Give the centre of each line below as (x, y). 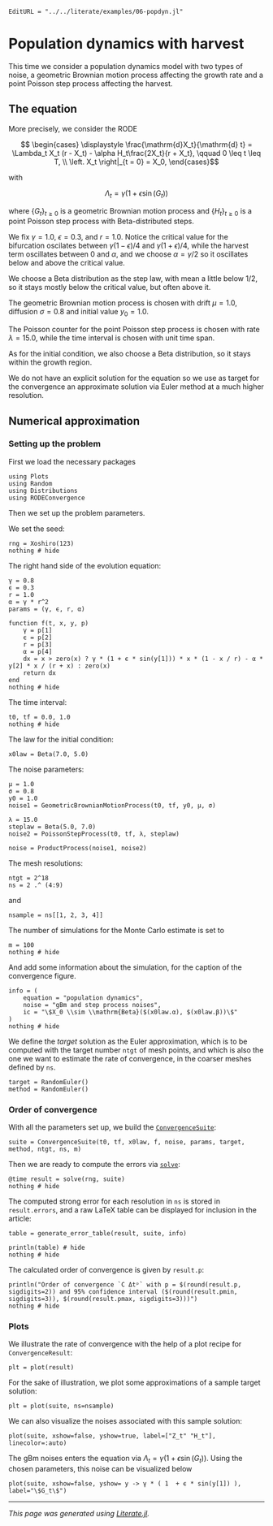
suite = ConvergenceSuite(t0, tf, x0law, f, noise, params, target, (127, 1142)
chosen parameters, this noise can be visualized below (100, 1469)
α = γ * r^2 (28, 602)
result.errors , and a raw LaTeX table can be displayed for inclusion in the (133, 1210)
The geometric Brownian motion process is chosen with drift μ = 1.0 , (123, 303)
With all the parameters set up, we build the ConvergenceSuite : (113, 1127)
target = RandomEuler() (49, 1082)
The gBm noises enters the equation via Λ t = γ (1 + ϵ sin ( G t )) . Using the (126, 1459)
